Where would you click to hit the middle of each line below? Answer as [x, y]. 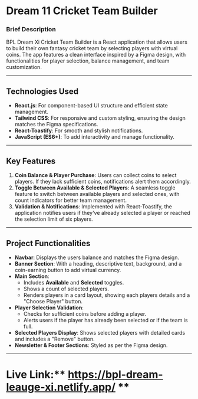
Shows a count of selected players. [66, 289]
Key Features [31, 161]
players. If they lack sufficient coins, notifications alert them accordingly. [103, 182]
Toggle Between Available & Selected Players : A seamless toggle [95, 188]
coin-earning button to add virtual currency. [68, 270]
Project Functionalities [48, 243]
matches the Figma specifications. [56, 125]
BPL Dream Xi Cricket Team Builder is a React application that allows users [97, 42]
